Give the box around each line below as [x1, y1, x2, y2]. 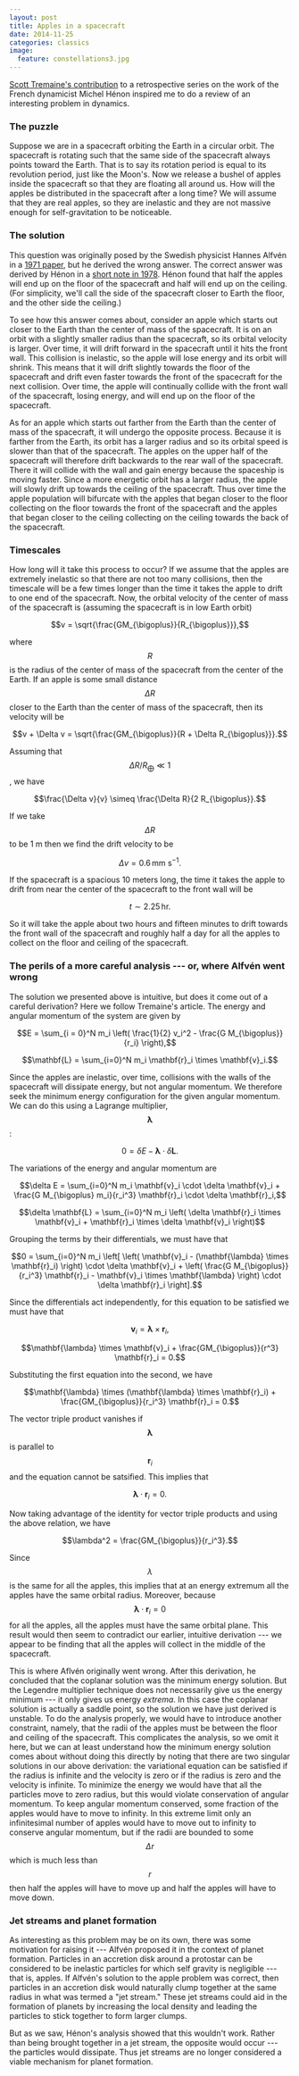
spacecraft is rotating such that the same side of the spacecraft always [9, 150, 270, 161]
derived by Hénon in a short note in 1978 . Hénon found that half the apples [9, 269, 284, 279]
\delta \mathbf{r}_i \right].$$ [97, 1279, 203, 1290]
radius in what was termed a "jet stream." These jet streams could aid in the [9, 1992, 288, 2003]
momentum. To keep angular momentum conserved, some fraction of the [9, 1798, 279, 1809]
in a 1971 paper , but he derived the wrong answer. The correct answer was [9, 259, 283, 270]
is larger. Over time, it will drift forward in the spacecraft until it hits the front [9, 343, 288, 354]
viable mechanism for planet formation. [9, 2056, 154, 2067]
